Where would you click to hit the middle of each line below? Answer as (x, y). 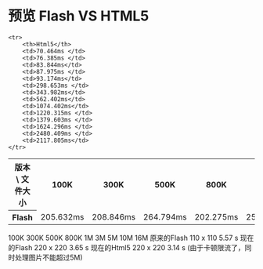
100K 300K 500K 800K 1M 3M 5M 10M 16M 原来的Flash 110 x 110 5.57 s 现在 (131, 238)
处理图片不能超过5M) (49, 257)
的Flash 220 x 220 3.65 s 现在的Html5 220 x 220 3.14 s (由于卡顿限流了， (126, 247)
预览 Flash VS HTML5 (79, 16)
